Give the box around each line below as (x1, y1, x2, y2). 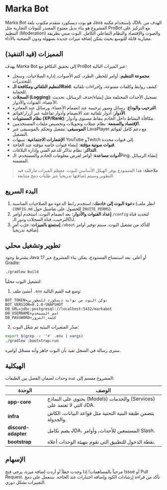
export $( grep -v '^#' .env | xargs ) (5, 334, 83, 339)
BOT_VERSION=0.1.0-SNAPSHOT (5, 302, 64, 307)
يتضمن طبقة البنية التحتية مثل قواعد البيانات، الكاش (47, 410, 155, 417)
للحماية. (12, 88, 27, 95)
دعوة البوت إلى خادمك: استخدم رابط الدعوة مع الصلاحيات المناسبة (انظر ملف (12, 200, 156, 206)
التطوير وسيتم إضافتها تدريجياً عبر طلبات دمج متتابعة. (17, 173, 114, 179)
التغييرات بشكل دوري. (5, 479, 46, 485)
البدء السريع (5, 187, 38, 196)
